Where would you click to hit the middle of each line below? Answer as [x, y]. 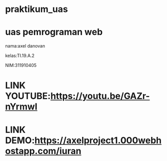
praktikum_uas [37, 9]
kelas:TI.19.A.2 [20, 55]
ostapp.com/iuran [43, 151]
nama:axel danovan [25, 46]
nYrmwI [21, 107]
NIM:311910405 [21, 65]
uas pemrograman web [54, 32]
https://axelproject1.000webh [98, 140]
